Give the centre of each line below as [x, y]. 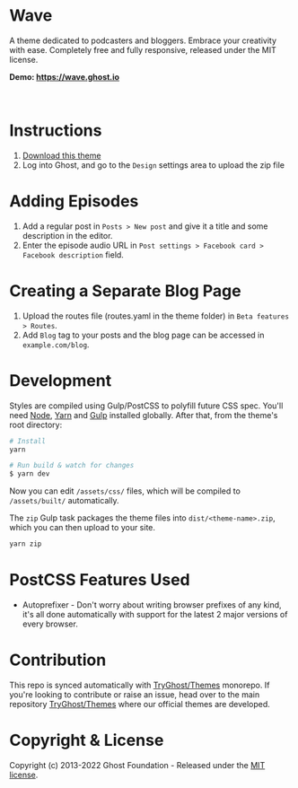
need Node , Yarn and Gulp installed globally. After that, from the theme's [144, 415]
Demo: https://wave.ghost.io [64, 76]
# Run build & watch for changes [72, 466]
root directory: [36, 425]
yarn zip [26, 544]
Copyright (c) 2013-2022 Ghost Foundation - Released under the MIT [137, 765]
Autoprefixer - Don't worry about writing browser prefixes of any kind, [152, 605]
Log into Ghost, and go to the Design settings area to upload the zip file [153, 165]
